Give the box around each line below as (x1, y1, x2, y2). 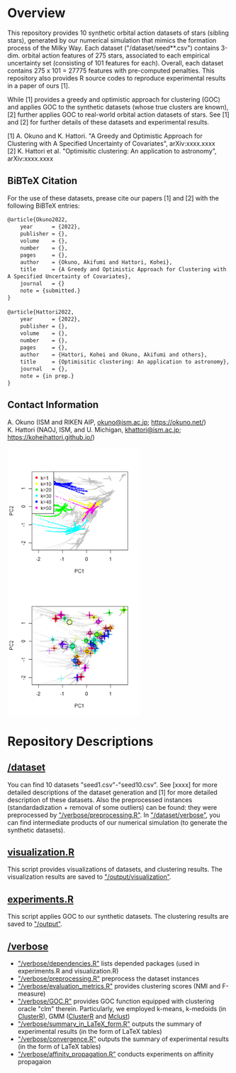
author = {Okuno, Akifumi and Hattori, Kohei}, (20, 258, 173, 266)
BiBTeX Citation (7, 175, 78, 187)
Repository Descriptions (7, 733, 154, 749)
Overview (7, 5, 66, 21)
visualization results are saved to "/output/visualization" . (7, 872, 172, 881)
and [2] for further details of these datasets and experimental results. (7, 117, 210, 126)
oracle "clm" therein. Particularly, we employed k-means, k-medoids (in (17, 1005, 227, 1013)
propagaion (17, 1057, 52, 1066)
